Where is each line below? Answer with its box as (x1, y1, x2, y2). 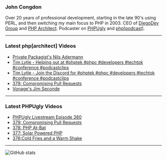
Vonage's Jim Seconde (12, 86, 60, 92)
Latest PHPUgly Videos (5, 103, 63, 110)
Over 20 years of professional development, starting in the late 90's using (5, 15, 157, 21)
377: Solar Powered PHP (12, 130, 63, 136)
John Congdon (5, 3, 42, 10)
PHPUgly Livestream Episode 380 (12, 114, 82, 120)
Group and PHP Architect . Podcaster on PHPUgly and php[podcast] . (5, 25, 145, 31)
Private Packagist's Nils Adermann (12, 54, 83, 60)
